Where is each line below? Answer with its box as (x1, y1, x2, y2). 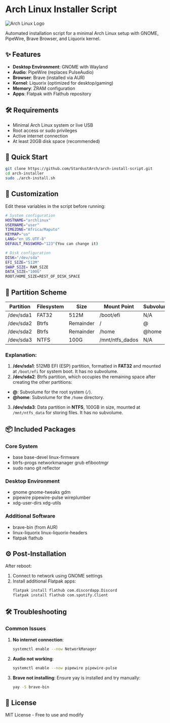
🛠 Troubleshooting (5, 607, 67, 616)
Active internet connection (12, 133, 68, 139)
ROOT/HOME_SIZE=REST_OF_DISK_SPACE (5, 274, 80, 279)
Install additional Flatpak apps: (12, 578, 76, 584)
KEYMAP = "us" (5, 232, 30, 237)
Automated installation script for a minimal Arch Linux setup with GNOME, (5, 30, 159, 36)
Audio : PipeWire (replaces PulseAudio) (12, 69, 94, 75)
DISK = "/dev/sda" (5, 255, 39, 260)
